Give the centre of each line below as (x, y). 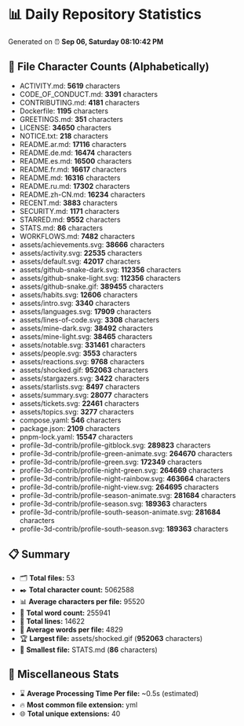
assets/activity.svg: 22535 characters (81, 252)
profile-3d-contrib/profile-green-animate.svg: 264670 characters (126, 453)
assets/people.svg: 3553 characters (78, 353)
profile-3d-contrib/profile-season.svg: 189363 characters (113, 503)
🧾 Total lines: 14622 (52, 621)
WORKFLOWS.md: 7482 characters (77, 236)
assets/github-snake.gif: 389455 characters (91, 286)
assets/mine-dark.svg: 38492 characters (86, 328)
